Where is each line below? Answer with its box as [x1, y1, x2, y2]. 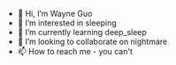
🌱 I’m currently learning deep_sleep [17, 27, 148, 37]
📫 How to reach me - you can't [17, 47, 133, 56]
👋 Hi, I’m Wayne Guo [17, 9, 93, 18]
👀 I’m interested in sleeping [17, 18, 117, 28]
